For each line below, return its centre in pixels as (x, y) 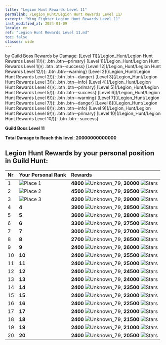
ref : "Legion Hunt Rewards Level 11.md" (47, 33)
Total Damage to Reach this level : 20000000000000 (61, 138)
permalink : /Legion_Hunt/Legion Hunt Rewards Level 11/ (64, 14)
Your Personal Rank (43, 174)
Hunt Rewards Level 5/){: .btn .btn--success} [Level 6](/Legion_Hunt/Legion (83, 92)
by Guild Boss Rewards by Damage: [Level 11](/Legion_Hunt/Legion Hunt (79, 56)
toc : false (16, 37)
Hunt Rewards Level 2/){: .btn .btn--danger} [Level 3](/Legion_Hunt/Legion (82, 76)
